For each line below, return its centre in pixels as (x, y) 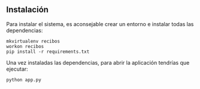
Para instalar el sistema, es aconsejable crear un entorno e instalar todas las (100, 24)
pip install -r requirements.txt (48, 52)
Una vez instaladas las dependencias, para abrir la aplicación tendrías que (98, 62)
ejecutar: (17, 69)
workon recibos (25, 46)
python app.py (24, 80)
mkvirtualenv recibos (33, 41)
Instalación (28, 10)
